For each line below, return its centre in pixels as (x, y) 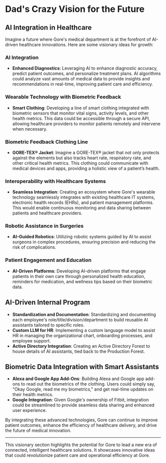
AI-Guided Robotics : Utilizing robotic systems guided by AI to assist (82, 237)
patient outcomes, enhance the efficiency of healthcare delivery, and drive (81, 425)
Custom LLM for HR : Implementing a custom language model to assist (84, 330)
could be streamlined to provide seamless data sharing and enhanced (83, 405)
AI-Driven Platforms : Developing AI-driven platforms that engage (79, 271)
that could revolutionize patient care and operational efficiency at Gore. (78, 456)
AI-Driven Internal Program (48, 302)
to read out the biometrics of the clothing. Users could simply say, (88, 384)
